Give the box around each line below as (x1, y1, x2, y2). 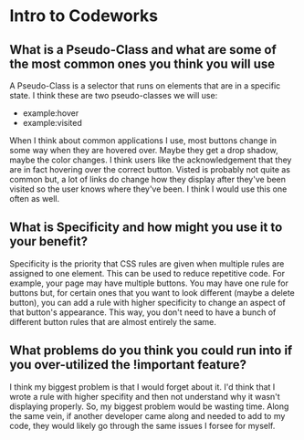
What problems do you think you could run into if (9, 343, 293, 359)
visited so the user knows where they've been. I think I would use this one (9, 183, 288, 194)
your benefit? (9, 234, 89, 249)
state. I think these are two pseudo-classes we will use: (9, 90, 218, 100)
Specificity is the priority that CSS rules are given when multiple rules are (9, 257, 285, 269)
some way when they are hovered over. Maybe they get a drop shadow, (9, 145, 278, 155)
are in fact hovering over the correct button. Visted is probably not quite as (9, 164, 290, 174)
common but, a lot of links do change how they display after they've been (9, 174, 286, 184)
